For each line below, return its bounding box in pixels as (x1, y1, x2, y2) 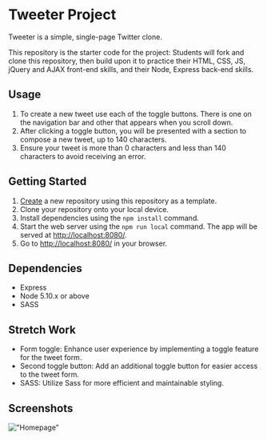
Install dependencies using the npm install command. (19, 213, 200, 222)
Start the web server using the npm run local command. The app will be (19, 222, 258, 231)
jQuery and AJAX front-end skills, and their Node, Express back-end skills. (8, 64, 254, 74)
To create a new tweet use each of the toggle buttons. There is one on (19, 109, 252, 118)
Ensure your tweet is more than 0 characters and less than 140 (19, 142, 226, 153)
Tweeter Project (8, 6, 117, 24)
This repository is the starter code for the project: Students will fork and (8, 47, 245, 57)
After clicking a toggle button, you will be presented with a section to (19, 126, 246, 135)
